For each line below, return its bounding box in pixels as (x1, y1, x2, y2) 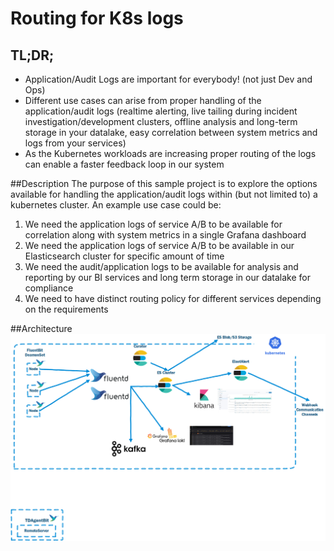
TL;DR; (10, 47, 55, 64)
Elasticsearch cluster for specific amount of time (24, 250, 225, 262)
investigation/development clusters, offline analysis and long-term (24, 116, 298, 127)
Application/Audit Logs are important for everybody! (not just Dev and (24, 73, 313, 85)
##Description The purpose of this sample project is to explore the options (10, 178, 318, 189)
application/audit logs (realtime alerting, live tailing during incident (24, 105, 298, 117)
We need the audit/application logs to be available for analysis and (24, 261, 299, 272)
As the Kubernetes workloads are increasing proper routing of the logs (24, 148, 317, 159)
